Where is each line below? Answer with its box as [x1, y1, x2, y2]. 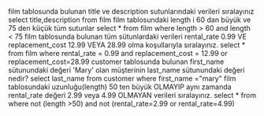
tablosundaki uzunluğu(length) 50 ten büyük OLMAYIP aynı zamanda [8, 82, 232, 92]
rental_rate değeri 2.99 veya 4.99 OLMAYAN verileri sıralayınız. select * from [8, 91, 257, 99]
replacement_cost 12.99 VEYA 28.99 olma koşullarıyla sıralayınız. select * [8, 40, 246, 50]
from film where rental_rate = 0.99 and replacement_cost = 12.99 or [8, 49, 228, 58]
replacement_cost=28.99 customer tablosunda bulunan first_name [8, 57, 225, 66]
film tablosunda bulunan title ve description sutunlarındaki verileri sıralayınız [8, 7, 255, 16]
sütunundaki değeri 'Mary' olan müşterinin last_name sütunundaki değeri [8, 65, 245, 74]
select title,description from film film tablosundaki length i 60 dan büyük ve [8, 15, 251, 24]
